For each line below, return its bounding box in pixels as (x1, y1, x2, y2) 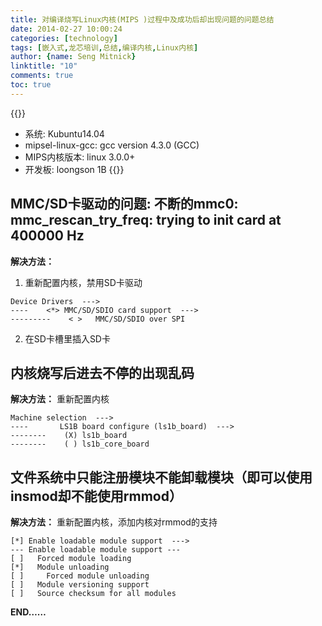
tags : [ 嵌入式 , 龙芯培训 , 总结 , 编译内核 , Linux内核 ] (10, 42, 199, 53)
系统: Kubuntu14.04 (24, 127, 105, 140)
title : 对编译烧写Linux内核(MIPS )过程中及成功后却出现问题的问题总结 (10, 14, 275, 25)
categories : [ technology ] (10, 33, 118, 43)
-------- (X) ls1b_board (10, 431, 128, 441)
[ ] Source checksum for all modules (10, 589, 177, 599)
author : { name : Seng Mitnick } (10, 52, 137, 62)
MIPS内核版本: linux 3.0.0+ (24, 151, 136, 163)
